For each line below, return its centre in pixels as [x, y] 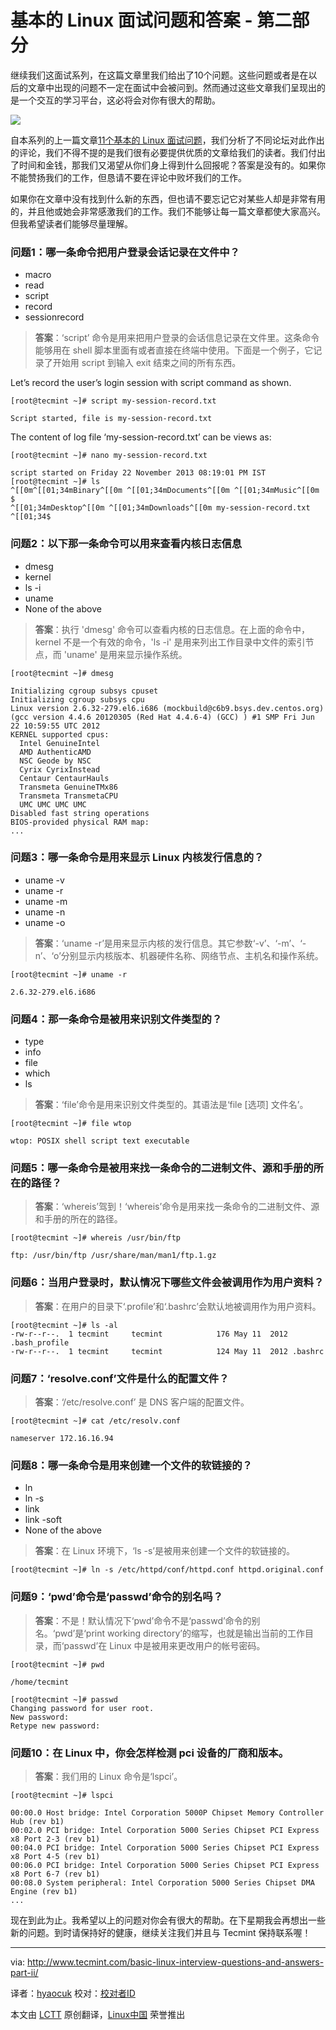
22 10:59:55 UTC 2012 [55, 726]
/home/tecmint [40, 1682]
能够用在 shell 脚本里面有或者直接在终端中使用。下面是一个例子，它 [174, 350]
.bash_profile [40, 1342]
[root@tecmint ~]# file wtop [71, 1124]
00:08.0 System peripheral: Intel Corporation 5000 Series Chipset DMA [162, 1882]
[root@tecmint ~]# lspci [62, 1795]
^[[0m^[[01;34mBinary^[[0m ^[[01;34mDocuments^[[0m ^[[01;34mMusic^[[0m [165, 491]
